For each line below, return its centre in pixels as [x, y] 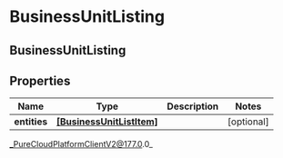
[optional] [248, 122]
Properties [40, 80]
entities [31, 122]
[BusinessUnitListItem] [107, 122]
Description [193, 106]
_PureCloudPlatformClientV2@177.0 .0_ [81, 144]
